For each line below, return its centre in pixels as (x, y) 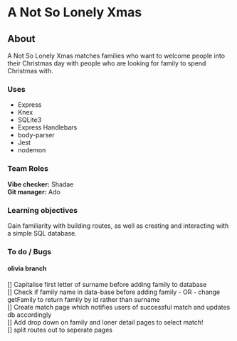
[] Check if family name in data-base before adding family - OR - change (114, 292)
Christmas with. (30, 71)
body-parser (36, 135)
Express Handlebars (47, 127)
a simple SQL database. (42, 233)
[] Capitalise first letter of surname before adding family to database (107, 285)
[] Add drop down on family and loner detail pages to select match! (106, 322)
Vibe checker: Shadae (41, 184)
